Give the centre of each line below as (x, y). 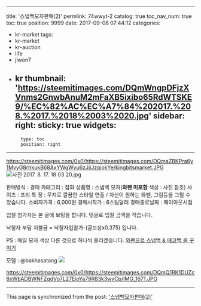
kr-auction (28, 47)
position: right (41, 144)
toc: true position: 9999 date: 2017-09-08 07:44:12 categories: (83, 23)
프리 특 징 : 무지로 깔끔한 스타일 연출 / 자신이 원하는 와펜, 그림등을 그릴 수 (105, 194)
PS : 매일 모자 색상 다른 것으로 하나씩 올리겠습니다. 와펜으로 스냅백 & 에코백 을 (97, 240)
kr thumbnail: (40, 79)
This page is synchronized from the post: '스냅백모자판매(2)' (80, 296)
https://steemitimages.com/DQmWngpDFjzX (103, 88)
